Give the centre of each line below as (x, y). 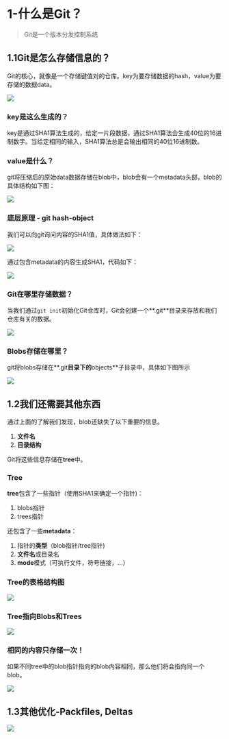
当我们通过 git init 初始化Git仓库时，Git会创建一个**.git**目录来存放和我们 (112, 310)
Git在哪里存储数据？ (40, 294)
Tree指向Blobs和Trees (44, 616)
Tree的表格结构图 (36, 582)
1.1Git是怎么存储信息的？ (59, 58)
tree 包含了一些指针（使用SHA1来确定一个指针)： (75, 494)
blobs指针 (31, 508)
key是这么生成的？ (38, 117)
